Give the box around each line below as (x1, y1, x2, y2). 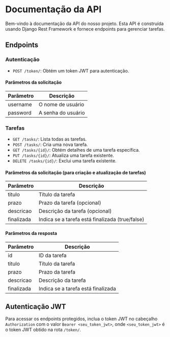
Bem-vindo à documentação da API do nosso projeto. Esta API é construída (5, 20, 164, 27)
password (8, 109, 32, 116)
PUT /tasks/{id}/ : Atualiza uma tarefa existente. (12, 152, 115, 159)
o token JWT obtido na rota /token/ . (5, 327, 81, 333)
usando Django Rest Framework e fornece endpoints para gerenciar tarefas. (5, 26, 165, 32)
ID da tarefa (38, 252, 67, 259)
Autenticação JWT (5, 302, 66, 311)
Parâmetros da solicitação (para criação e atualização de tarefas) (5, 170, 146, 176)
